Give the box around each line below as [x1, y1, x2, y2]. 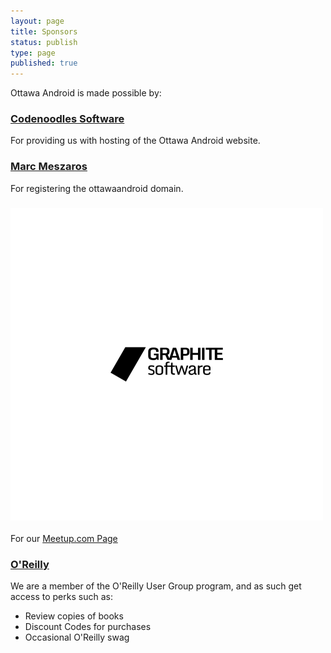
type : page [10, 48, 56, 58]
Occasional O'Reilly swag [24, 631, 130, 644]
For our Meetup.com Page [10, 533, 118, 545]
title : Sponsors [10, 26, 78, 37]
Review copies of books [24, 610, 124, 622]
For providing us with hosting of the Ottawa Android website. [10, 135, 261, 147]
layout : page [10, 16, 65, 26]
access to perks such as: [10, 591, 113, 603]
